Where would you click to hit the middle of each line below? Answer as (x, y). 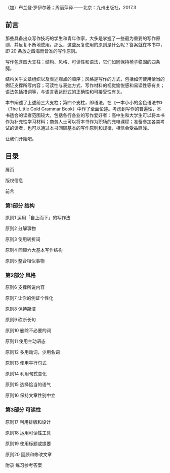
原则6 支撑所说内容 (25, 287)
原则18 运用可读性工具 (28, 433)
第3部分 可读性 (23, 410)
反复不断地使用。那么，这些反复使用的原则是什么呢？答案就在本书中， (92, 44)
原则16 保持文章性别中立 (30, 395)
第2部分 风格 (20, 275)
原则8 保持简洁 (21, 309)
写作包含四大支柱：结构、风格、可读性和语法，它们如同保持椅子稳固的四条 (83, 62)
